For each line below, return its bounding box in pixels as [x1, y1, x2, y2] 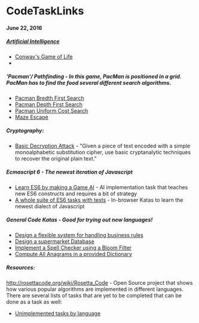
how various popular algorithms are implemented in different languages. [6, 285, 184, 293]
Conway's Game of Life [14, 53, 73, 60]
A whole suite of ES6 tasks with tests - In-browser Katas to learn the [14, 196, 183, 204]
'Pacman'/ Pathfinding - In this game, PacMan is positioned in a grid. [6, 73, 182, 80]
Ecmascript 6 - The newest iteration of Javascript [6, 168, 133, 176]
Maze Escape [14, 113, 49, 121]
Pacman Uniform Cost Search [14, 107, 88, 114]
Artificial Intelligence [6, 38, 60, 45]
